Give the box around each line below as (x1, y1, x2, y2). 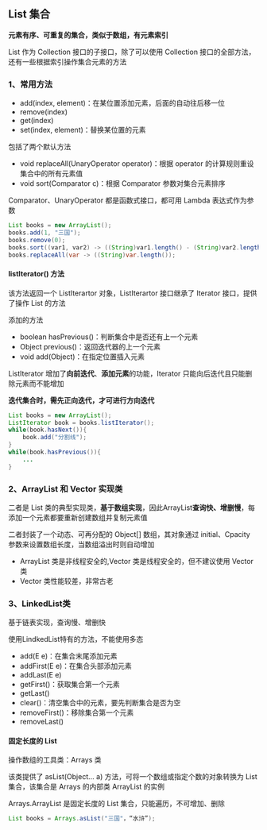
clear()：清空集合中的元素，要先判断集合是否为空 (19, 698, 181, 708)
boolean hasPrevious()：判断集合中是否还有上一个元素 (19, 332, 199, 342)
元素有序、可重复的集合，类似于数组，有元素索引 (8, 30, 168, 40)
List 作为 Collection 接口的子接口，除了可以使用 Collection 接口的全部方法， (8, 47, 256, 56)
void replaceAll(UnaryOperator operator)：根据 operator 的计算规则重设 (19, 159, 254, 168)
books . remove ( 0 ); (8, 236, 66, 244)
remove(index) (19, 107, 68, 117)
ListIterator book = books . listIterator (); (8, 419, 155, 427)
